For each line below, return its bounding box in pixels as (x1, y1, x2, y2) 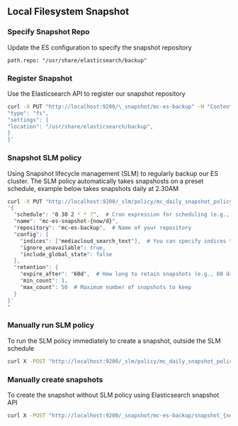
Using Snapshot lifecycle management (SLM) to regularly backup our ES (7, 169, 218, 177)
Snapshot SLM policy (7, 153, 82, 163)
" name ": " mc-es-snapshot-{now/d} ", (13, 218, 119, 225)
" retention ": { (13, 264, 59, 271)
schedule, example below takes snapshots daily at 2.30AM (7, 184, 179, 192)
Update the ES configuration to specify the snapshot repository (7, 43, 193, 52)
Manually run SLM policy (7, 320, 94, 330)
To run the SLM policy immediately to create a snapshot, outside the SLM (7, 337, 221, 345)
